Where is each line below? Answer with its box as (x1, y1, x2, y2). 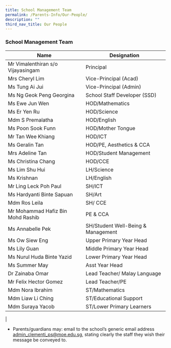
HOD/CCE (85, 157, 109, 165)
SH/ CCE (85, 199, 107, 206)
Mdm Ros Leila (8, 199, 43, 206)
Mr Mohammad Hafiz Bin (8, 207, 67, 215)
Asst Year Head (85, 261, 123, 269)
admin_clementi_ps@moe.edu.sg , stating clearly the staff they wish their (12, 331, 165, 337)
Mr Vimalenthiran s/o (8, 60, 58, 67)
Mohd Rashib (8, 213, 40, 221)
